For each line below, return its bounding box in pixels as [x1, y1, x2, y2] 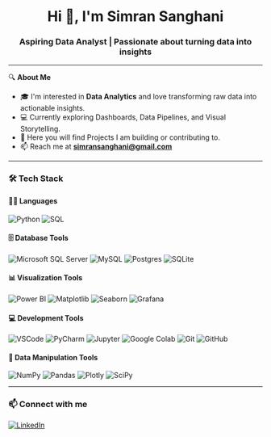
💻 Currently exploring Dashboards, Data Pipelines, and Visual [19, 112, 227, 122]
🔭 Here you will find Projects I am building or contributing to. [19, 132, 220, 142]
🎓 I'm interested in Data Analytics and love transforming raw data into [19, 92, 257, 102]
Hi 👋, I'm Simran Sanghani [47, 7, 224, 26]
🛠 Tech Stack [8, 173, 64, 184]
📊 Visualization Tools [8, 273, 83, 283]
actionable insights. [19, 103, 85, 113]
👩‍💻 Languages [8, 196, 58, 205]
